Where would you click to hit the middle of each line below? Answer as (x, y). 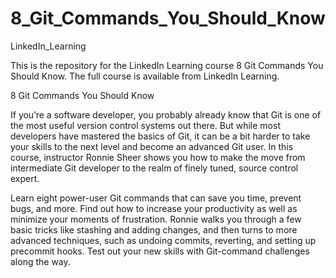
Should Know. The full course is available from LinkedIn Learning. (145, 76)
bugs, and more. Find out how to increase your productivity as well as (154, 208)
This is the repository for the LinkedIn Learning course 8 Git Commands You (167, 65)
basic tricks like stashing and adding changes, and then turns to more (154, 229)
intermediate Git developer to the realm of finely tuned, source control (154, 168)
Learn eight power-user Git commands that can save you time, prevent (156, 198)
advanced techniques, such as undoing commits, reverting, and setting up (163, 240)
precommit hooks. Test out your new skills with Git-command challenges (160, 251)
